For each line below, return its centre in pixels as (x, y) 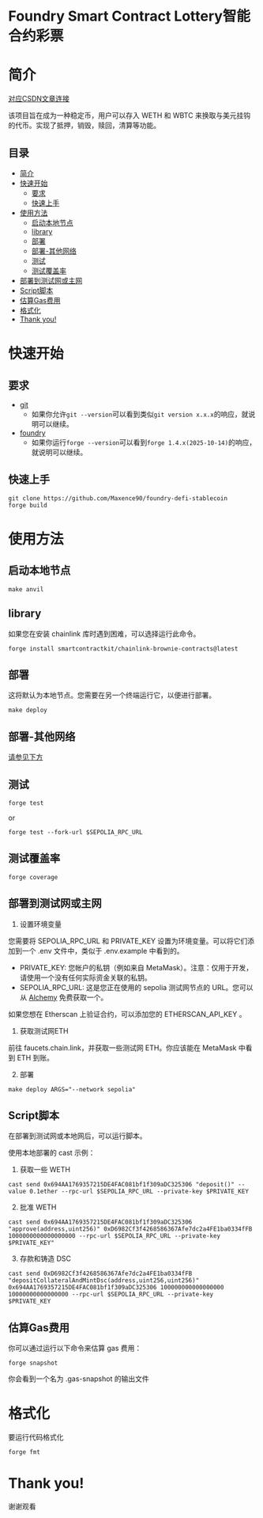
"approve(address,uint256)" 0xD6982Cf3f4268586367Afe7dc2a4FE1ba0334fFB (130, 1229)
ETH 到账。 (35, 1057)
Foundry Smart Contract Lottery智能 (130, 16)
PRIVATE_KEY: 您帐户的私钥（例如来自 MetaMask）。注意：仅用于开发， (136, 967)
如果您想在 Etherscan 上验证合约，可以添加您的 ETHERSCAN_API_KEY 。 (127, 1014)
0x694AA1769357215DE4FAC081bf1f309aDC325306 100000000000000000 (116, 1288)
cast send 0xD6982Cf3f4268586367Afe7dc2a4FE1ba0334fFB (100, 1274)
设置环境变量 (40, 924)
